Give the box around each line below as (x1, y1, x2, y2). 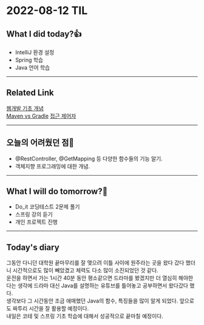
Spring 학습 (15, 56, 44, 63)
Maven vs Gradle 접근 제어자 (6, 112, 76, 120)
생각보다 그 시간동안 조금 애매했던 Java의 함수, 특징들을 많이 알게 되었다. (6, 297, 178, 305)
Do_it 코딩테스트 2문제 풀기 (15, 203, 80, 210)
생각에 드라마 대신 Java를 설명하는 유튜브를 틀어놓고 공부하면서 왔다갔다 (17, 282, 188, 290)
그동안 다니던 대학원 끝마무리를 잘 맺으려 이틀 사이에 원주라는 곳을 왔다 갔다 (6, 259, 185, 266)
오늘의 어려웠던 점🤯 (6, 138, 75, 148)
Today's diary (6, 242, 59, 252)
